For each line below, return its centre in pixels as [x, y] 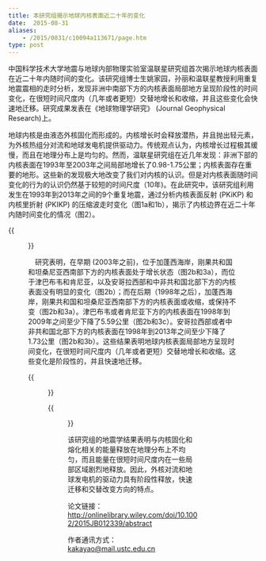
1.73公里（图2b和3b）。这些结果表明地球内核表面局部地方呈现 [128, 341]
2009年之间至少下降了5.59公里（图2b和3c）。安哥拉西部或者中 [130, 321]
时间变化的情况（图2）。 [61, 214]
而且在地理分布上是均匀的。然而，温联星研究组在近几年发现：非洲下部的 [140, 155]
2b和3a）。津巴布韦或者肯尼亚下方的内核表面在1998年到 [140, 312]
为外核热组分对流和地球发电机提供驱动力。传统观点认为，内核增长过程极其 [129, 145]
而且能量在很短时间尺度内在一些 [133, 459]
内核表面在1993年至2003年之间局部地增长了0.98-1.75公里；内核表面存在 [127, 165]
